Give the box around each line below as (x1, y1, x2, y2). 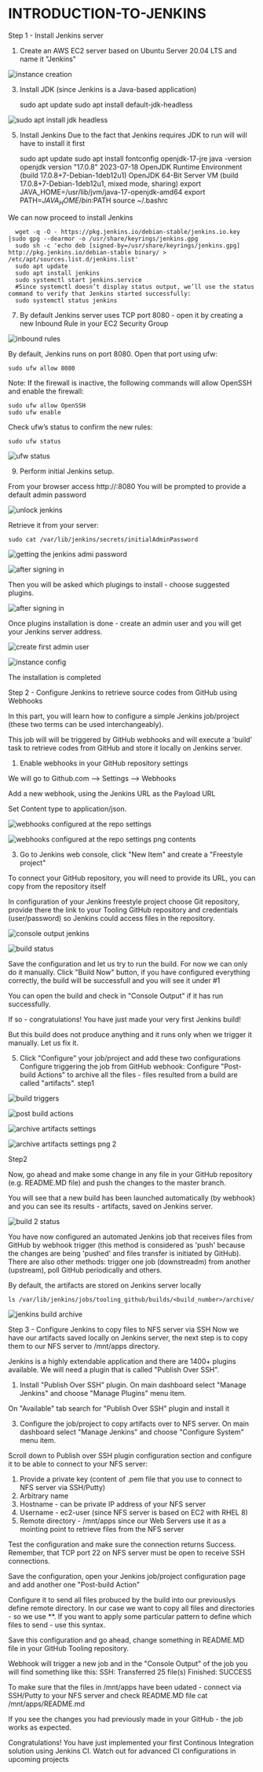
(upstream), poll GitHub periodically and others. (8, 1265, 163, 1274)
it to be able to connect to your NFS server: (8, 1459, 148, 1468)
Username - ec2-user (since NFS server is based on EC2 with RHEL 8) (19, 1507, 249, 1517)
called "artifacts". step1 (19, 1078, 94, 1087)
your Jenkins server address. (8, 627, 103, 636)
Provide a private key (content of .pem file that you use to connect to (19, 1474, 243, 1484)
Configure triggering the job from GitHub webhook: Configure (19, 1061, 220, 1071)
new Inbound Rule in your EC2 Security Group (19, 319, 169, 328)
